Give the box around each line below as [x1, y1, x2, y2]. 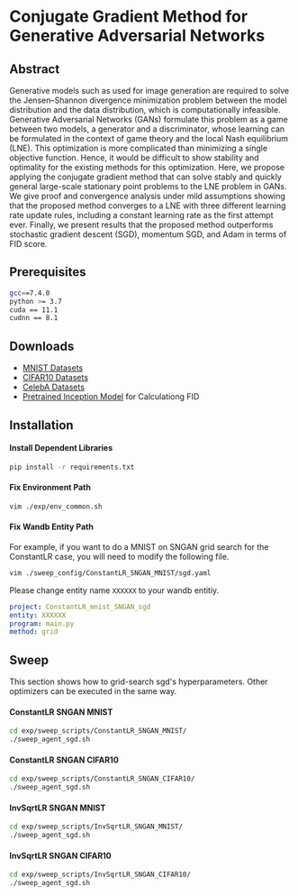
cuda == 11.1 [9, 305, 59, 315]
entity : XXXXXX [9, 610, 67, 619]
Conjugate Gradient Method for [9, 6, 248, 27]
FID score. [9, 239, 48, 249]
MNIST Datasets [22, 362, 84, 373]
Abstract [9, 61, 60, 77]
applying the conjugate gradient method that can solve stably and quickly [9, 171, 282, 182]
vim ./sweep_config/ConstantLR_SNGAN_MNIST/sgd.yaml [9, 568, 212, 578]
